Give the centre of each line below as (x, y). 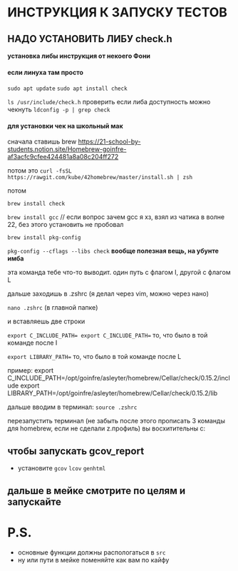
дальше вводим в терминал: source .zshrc (72, 407)
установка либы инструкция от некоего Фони (79, 56)
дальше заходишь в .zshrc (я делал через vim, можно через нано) (108, 294)
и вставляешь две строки (46, 321)
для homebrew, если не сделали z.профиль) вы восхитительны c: (107, 428)
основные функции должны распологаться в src (92, 552)
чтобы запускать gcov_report (76, 451)
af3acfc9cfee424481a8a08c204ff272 (63, 157)
